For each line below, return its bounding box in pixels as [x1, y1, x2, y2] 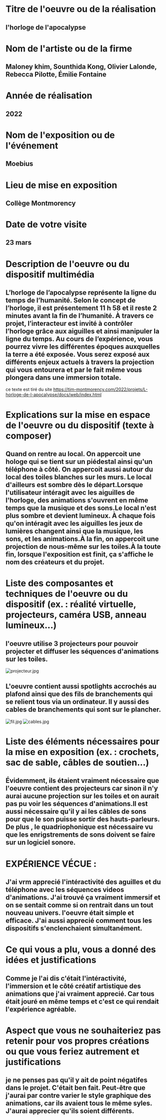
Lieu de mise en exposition [5, 179, 118, 191]
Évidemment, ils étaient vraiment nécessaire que [5, 776, 160, 785]
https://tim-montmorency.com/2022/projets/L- [53, 387, 148, 393]
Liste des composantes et [5, 578, 114, 589]
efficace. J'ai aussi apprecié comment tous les [5, 916, 152, 925]
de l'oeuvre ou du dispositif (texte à [5, 419, 154, 431]
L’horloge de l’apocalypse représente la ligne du [5, 288, 157, 297]
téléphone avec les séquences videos [5, 886, 124, 894]
